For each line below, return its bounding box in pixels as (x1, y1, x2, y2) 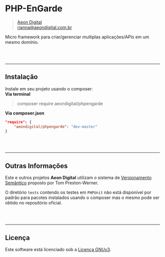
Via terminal (5, 91, 31, 97)
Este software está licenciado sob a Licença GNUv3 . (5, 247, 111, 252)
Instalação (5, 73, 38, 81)
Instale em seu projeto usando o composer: (5, 86, 93, 91)
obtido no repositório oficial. (5, 200, 62, 206)
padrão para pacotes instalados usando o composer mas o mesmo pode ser (5, 195, 160, 200)
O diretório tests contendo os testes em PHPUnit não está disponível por (5, 190, 151, 196)
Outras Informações (5, 162, 68, 170)
